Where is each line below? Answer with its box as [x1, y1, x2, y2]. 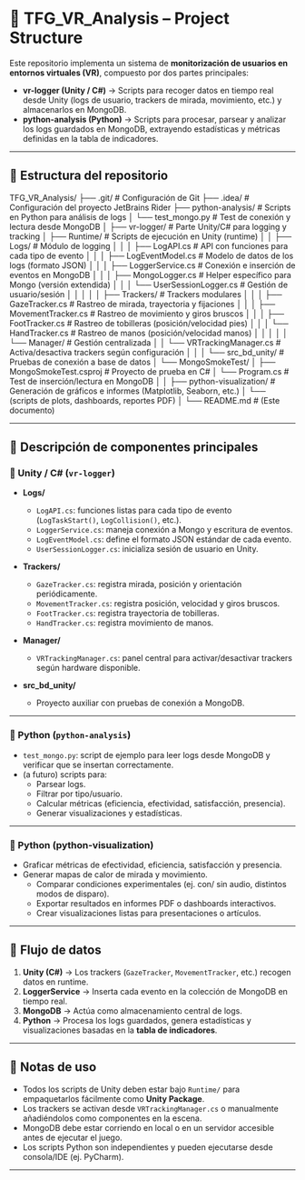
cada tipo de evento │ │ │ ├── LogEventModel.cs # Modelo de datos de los [9, 250, 294, 261]
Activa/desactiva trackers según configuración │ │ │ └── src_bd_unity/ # [9, 346, 284, 357]
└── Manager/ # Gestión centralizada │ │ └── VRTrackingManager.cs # [9, 336, 281, 348]
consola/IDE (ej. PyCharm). [22, 1151, 124, 1162]
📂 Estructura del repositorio [9, 168, 169, 184]
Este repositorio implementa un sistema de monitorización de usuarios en [9, 57, 289, 68]
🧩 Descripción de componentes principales [9, 440, 259, 455]
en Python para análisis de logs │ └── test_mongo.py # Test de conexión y [9, 211, 291, 222]
